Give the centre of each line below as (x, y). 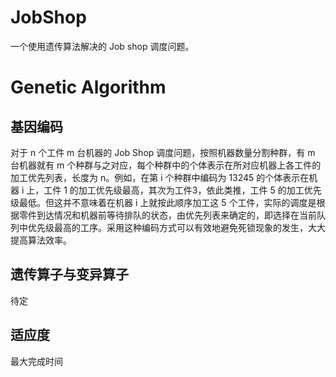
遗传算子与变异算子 (69, 274)
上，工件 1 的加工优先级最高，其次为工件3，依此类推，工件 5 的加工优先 (174, 190)
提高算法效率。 (41, 240)
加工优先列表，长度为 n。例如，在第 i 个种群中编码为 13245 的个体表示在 (160, 177)
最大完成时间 (36, 361)
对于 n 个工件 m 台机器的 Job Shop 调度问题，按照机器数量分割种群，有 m (163, 152)
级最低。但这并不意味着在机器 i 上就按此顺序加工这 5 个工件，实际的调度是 (163, 202)
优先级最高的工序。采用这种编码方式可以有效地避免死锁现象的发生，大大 (176, 227)
